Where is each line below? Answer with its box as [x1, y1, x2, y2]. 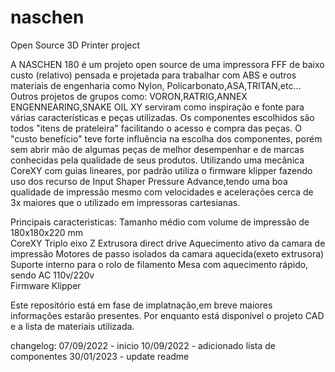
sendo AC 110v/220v [10, 269, 95, 281]
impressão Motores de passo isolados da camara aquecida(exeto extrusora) [10, 247, 325, 260]
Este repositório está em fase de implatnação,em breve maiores [10, 299, 273, 311]
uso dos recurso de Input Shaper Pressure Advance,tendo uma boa [10, 175, 288, 187]
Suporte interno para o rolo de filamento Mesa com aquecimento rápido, [10, 258, 309, 270]
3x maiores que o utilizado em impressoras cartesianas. [10, 196, 241, 208]
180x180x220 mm [10, 226, 84, 238]
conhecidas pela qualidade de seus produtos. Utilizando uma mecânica [10, 154, 305, 166]
